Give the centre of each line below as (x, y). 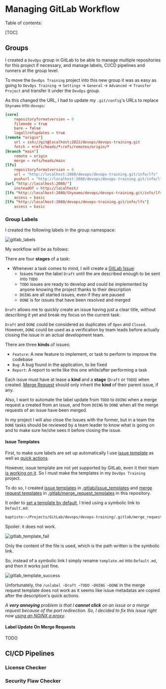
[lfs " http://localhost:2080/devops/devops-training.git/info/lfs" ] (77, 202)
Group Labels (21, 219)
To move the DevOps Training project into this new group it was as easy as (81, 80)
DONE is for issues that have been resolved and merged (75, 300)
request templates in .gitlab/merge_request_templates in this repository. (78, 493)
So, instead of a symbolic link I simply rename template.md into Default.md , (81, 560)
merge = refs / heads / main (40, 160)
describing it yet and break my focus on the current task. (63, 315)
